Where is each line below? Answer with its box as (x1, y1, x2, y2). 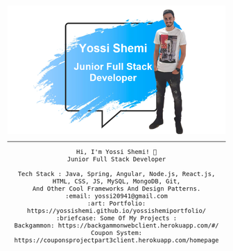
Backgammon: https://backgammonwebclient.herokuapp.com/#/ (13, 222, 219, 230)
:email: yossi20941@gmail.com (64, 192, 168, 200)
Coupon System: (90, 229, 142, 237)
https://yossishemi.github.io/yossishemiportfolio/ (26, 207, 207, 215)
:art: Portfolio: (87, 200, 146, 207)
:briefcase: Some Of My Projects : (55, 214, 178, 223)
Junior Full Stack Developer (67, 155, 166, 164)
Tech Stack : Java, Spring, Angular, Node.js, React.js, (17, 170, 216, 178)
